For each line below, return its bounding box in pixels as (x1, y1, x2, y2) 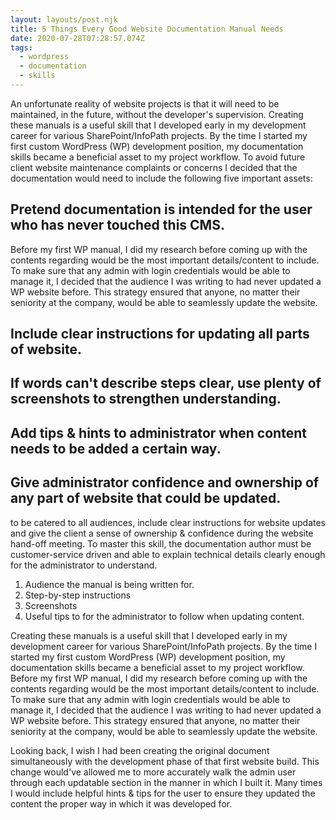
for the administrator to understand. (10, 559, 158, 571)
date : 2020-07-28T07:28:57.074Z (10, 33, 145, 43)
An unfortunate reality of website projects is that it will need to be (10, 97, 280, 110)
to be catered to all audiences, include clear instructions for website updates (10, 516, 326, 528)
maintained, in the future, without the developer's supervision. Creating (10, 108, 304, 120)
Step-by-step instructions (24, 589, 132, 601)
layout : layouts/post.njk (10, 14, 118, 25)
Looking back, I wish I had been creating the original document (10, 744, 270, 756)
